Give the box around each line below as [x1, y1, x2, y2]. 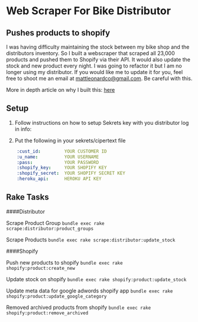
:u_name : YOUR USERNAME [17, 154, 99, 160]
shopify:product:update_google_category [6, 293, 108, 300]
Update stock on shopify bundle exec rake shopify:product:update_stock [6, 275, 187, 282]
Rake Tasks [6, 192, 49, 202]
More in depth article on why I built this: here [6, 86, 115, 93]
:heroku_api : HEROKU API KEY [17, 176, 102, 182]
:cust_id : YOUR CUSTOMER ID [17, 148, 108, 154]
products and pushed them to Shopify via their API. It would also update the [6, 56, 191, 63]
